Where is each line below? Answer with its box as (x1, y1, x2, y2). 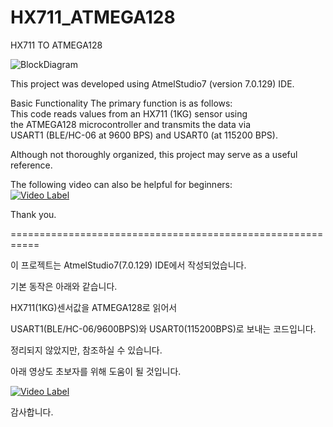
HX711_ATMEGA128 (10, 6, 176, 29)
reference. (10, 159, 53, 171)
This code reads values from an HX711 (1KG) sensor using (10, 107, 248, 120)
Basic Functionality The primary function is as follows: (10, 97, 233, 109)
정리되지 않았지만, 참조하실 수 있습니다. (10, 344, 163, 356)
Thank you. (10, 208, 57, 220)
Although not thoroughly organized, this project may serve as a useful (10, 148, 298, 160)
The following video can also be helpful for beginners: (10, 178, 233, 190)
